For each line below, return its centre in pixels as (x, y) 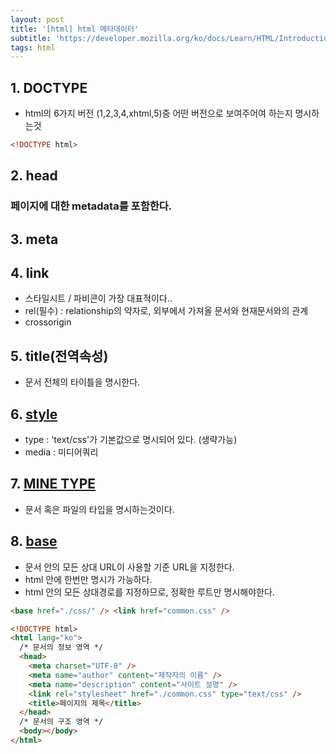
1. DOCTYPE (49, 87)
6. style (34, 414)
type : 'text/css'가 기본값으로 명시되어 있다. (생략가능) (131, 440)
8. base (34, 541)
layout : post (37, 19)
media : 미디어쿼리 (61, 452)
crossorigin (48, 322)
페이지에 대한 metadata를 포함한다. (91, 206)
